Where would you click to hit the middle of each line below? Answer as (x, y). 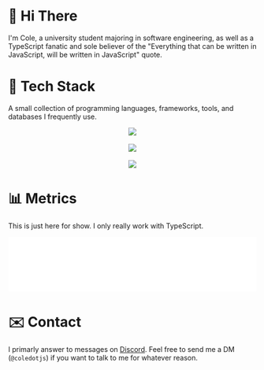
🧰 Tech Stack (52, 87)
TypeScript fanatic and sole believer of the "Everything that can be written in (132, 46)
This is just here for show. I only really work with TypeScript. (106, 226)
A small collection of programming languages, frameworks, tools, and (121, 108)
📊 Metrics (43, 199)
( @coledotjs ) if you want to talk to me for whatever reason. (103, 358)
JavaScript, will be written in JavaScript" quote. (86, 54)
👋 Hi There (43, 16)
